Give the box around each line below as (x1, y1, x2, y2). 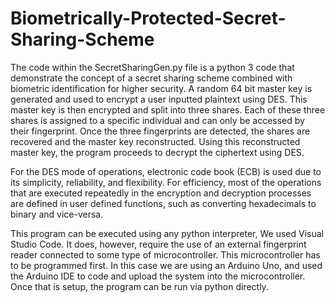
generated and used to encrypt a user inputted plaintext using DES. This (10, 93, 308, 105)
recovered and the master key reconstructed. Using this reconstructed (10, 135, 301, 147)
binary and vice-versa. (10, 208, 104, 220)
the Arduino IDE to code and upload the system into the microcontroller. (10, 270, 306, 282)
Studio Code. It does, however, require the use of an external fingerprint (10, 238, 307, 250)
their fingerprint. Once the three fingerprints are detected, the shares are (10, 125, 311, 137)
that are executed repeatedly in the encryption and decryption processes (10, 187, 312, 199)
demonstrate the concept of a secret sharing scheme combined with (10, 72, 293, 84)
